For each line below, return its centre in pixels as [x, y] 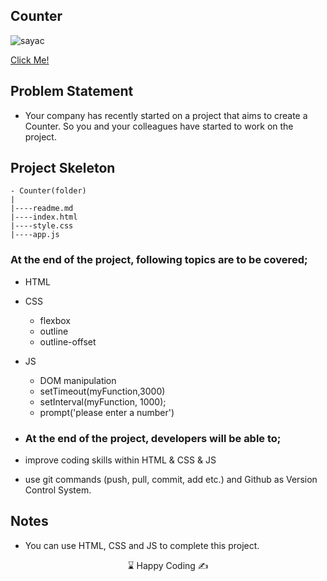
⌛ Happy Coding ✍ [168, 565]
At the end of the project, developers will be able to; [153, 438]
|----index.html [44, 217]
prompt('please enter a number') [107, 412]
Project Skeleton [63, 168]
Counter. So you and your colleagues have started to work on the [159, 126]
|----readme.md [42, 209]
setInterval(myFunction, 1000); [103, 401]
